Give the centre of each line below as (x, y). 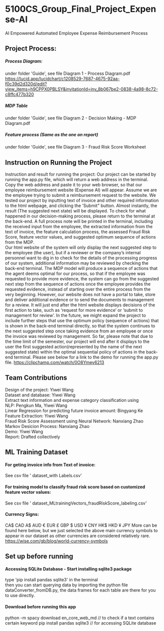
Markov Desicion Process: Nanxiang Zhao (47, 426)
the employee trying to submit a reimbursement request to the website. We (81, 195)
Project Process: (31, 48)
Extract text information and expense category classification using (72, 400)
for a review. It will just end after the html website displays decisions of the (80, 305)
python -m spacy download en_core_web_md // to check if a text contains (80, 618)
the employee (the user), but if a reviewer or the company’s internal (73, 253)
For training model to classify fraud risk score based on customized (75, 487)
